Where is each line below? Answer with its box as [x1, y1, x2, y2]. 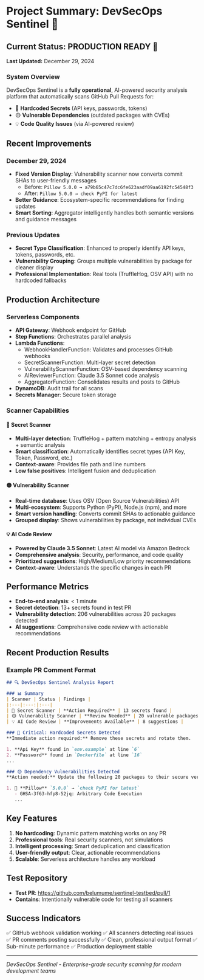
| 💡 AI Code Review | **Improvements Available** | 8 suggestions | [6, 719, 184, 725]
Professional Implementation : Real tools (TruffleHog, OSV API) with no [15, 271, 194, 278]
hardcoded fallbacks [15, 277, 67, 284]
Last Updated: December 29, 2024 [6, 58, 95, 64]
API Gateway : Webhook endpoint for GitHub [15, 326, 126, 334]
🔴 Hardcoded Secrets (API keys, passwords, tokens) [15, 105, 148, 112]
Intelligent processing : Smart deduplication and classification [15, 842, 171, 849]
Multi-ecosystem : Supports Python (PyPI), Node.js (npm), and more [15, 503, 187, 511]
